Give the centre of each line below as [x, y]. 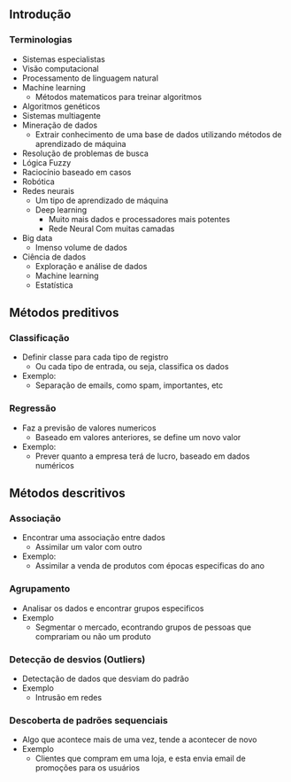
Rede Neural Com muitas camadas [111, 228]
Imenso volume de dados [81, 247]
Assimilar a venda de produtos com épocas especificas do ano [150, 566]
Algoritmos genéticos [61, 106]
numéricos [55, 465]
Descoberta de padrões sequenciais [88, 720]
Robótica [38, 182]
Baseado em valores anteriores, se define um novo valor [138, 437]
